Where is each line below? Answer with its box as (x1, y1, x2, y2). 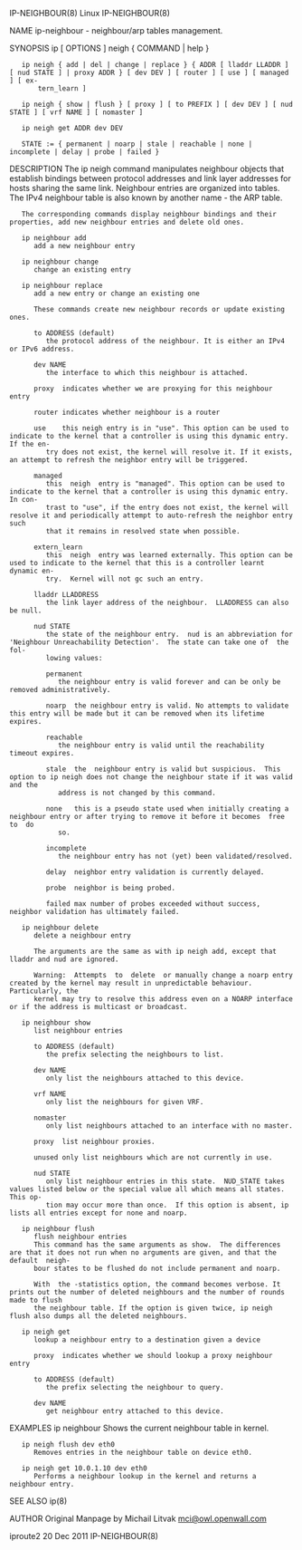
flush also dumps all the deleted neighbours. (9, 1312, 188, 1321)
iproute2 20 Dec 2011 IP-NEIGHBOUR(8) (9, 1531, 159, 1541)
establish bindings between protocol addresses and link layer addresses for (9, 173, 291, 184)
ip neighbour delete (21, 923, 99, 932)
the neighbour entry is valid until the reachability (57, 741, 265, 750)
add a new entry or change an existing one (33, 289, 201, 298)
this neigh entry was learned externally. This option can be (45, 551, 294, 560)
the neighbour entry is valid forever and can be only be (57, 678, 281, 687)
